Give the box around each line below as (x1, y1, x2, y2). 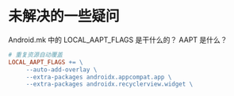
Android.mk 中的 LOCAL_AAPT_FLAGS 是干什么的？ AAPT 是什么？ (8, 35, 228, 44)
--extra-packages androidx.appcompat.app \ (25, 73, 172, 81)
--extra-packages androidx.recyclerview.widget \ (25, 80, 194, 88)
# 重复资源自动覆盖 (8, 51, 63, 59)
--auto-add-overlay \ (25, 65, 98, 74)
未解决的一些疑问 (8, 7, 121, 25)
